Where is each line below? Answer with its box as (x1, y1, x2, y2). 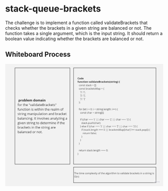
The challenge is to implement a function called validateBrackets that (5, 20, 148, 26)
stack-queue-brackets (5, 3, 101, 15)
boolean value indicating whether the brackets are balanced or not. (5, 36, 144, 42)
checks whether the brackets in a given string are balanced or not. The (5, 25, 152, 31)
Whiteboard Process (5, 50, 71, 59)
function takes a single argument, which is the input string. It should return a (5, 30, 163, 36)
